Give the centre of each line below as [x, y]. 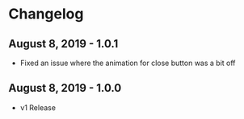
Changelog [46, 14]
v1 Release [38, 107]
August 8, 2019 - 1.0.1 [63, 44]
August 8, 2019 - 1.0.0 [65, 88]
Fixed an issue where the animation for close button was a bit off [128, 63]
